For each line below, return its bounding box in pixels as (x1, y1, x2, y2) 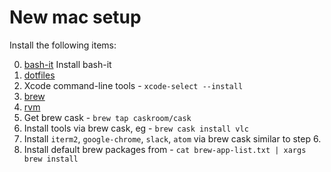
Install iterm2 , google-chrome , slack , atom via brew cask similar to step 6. (23, 132, 322, 145)
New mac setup (9, 6, 142, 29)
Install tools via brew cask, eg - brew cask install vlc (23, 122, 249, 134)
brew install (23, 154, 79, 164)
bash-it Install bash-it (23, 58, 112, 70)
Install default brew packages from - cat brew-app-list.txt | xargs (23, 143, 307, 155)
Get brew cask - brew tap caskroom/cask (23, 111, 192, 123)
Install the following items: (9, 39, 117, 51)
